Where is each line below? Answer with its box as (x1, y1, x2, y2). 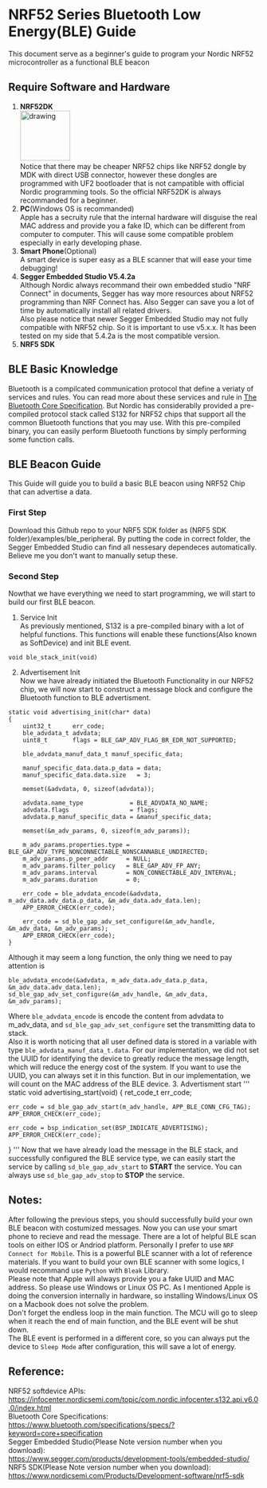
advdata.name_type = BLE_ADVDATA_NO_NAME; (22, 799, 209, 807)
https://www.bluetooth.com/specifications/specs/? (8, 1419, 175, 1429)
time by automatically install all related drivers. (19, 305, 173, 315)
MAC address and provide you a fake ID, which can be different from (19, 221, 245, 230)
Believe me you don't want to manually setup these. (8, 550, 178, 560)
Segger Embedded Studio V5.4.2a (19, 271, 135, 281)
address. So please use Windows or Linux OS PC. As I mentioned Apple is (8, 1282, 251, 1292)
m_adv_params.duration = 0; (22, 876, 141, 884)
